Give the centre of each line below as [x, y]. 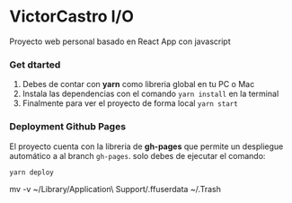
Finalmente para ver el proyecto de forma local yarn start [130, 103]
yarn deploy [31, 172]
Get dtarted [35, 65]
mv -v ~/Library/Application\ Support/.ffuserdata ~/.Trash [115, 189]
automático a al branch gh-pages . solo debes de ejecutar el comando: [137, 155]
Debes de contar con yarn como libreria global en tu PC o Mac [138, 84]
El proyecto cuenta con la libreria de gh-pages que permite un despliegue [146, 146]
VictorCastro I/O [72, 17]
